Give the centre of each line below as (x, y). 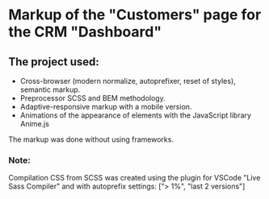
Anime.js (35, 124)
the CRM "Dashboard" (85, 32)
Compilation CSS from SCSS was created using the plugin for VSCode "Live (134, 178)
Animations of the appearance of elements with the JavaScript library (136, 115)
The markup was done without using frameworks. (91, 139)
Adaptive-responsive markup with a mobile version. (106, 107)
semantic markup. (50, 89)
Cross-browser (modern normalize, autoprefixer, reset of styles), (128, 81)
